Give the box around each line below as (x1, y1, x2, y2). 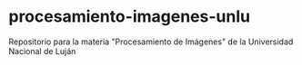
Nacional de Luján (8, 45, 76, 56)
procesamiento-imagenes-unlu (8, 6, 251, 27)
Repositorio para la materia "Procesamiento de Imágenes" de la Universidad (8, 36, 294, 47)
